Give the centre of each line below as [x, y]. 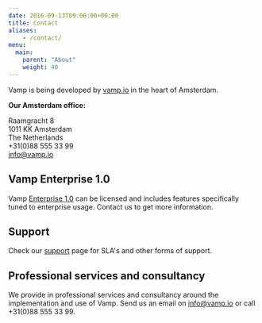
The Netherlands [36, 137]
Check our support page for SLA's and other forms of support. [110, 251]
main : [25, 52]
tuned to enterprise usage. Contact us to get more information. [111, 206]
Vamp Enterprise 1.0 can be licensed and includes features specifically [124, 198]
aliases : [23, 30]
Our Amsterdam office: [47, 105]
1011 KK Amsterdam [40, 129]
